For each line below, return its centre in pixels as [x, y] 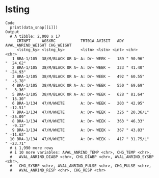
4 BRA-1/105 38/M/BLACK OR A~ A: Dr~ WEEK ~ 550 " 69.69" [78, 85]
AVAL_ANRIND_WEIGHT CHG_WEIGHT [38, 45]
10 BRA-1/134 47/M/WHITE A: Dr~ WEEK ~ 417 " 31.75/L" [79, 139]
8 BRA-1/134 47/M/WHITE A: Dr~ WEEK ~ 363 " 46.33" [78, 121]
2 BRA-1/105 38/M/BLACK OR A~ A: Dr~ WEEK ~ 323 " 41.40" [78, 67]
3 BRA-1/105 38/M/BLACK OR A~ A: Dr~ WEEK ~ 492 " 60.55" [78, 77]
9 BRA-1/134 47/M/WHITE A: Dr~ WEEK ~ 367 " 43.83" [78, 130]
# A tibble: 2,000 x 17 [35, 36]
